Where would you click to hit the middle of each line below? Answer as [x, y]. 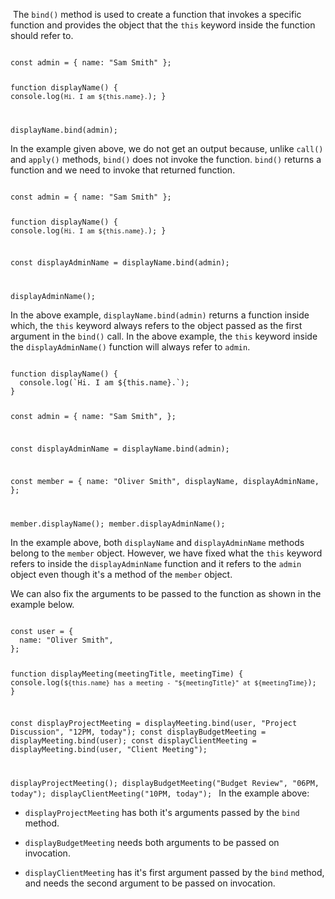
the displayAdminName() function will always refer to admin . [130, 347]
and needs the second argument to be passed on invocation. [150, 883]
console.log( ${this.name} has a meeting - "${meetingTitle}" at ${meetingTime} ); [163, 682]
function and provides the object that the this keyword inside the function [163, 25]
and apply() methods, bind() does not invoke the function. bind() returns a [166, 159]
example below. [42, 604]
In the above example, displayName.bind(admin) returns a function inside [160, 315]
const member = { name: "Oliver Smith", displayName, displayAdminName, [165, 481]
